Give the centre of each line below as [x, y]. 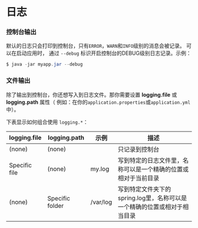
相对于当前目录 [138, 178]
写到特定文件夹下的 [144, 189]
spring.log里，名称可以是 [152, 198]
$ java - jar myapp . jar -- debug [44, 65]
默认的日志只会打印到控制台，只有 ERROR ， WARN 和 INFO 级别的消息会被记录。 [96, 46]
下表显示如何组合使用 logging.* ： [47, 122]
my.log [100, 168]
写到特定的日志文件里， [150, 160]
